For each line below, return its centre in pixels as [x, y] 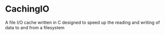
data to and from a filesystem [35, 27]
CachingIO [27, 9]
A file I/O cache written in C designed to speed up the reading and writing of [82, 22]
